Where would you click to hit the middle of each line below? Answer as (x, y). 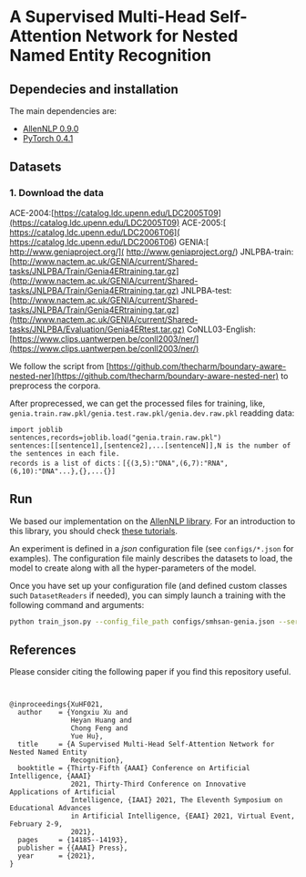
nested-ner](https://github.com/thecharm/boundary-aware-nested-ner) (144, 376)
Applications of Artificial (63, 792)
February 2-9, (36, 824)
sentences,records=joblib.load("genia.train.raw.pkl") (116, 438)
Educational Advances (51, 809)
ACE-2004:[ (32, 212)
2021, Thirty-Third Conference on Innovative (158, 784)
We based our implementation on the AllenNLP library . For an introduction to (153, 521)
